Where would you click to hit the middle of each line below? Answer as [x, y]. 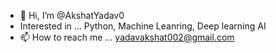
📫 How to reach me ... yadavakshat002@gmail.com [127, 37]
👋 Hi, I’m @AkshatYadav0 [72, 15]
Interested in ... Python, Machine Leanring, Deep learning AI [143, 26]
